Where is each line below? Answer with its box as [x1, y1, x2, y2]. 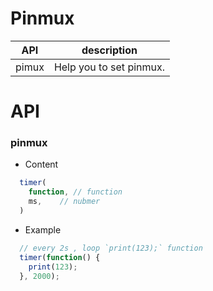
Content [24, 158, 59, 171]
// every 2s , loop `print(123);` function [19, 243, 203, 253]
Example [24, 223, 62, 236]
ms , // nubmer [28, 197, 101, 207]
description [81, 43, 138, 57]
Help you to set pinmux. [53, 60, 166, 74]
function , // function [28, 187, 123, 197]
